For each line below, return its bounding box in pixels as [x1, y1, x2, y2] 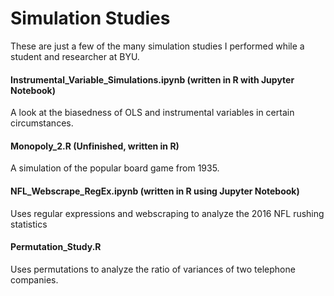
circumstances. [10, 117, 74, 129]
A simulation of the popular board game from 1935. [10, 162, 220, 174]
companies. [10, 273, 59, 286]
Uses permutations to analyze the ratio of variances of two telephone [10, 263, 296, 275]
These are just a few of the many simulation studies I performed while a [10, 40, 305, 52]
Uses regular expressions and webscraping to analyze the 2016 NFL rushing [10, 207, 325, 219]
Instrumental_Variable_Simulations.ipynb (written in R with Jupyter [10, 73, 295, 86]
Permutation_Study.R [10, 241, 102, 253]
